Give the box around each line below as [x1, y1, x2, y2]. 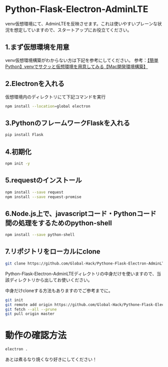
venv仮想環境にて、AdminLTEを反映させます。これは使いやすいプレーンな [5, 20, 158, 26]
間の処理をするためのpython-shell [5, 218, 112, 227]
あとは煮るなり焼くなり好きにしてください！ [5, 356, 97, 362]
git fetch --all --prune [5, 306, 57, 312]
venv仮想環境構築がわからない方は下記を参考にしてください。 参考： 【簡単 [5, 57, 158, 63]
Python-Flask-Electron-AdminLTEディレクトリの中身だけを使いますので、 [5, 270, 157, 276]
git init [5, 297, 23, 302]
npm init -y [5, 161, 30, 166]
